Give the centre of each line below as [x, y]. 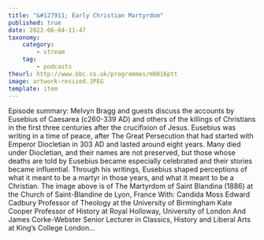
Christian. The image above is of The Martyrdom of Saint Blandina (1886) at [131, 186]
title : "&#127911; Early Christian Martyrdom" [86, 15]
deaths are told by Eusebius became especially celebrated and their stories [130, 161]
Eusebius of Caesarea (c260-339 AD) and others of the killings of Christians [132, 120]
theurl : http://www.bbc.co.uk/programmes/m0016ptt [93, 74]
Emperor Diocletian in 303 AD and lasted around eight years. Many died [125, 144]
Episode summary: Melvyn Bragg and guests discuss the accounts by [121, 111]
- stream [51, 52]
